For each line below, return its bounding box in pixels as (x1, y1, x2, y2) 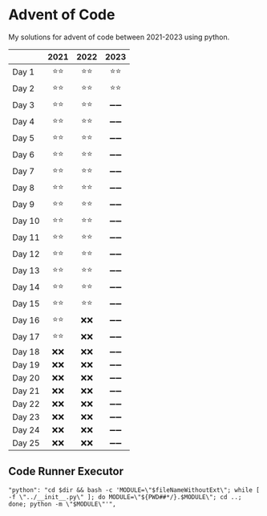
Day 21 (12, 385, 40, 396)
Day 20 (12, 372, 40, 383)
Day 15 (12, 299, 40, 310)
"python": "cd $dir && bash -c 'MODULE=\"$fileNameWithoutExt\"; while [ (8, 486, 261, 494)
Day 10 (12, 215, 40, 226)
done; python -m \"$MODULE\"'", (8, 500, 116, 508)
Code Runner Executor (8, 465, 124, 478)
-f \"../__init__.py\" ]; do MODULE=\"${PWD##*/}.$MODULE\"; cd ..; (8, 493, 242, 501)
